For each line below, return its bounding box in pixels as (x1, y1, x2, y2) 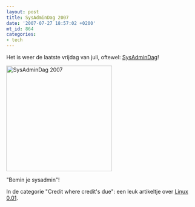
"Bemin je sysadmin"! (6, 176, 60, 183)
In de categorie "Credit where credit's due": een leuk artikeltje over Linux (6, 188, 189, 195)
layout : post (6, 8, 39, 15)
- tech (6, 37, 23, 43)
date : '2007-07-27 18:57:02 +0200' (6, 20, 96, 26)
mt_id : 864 (6, 25, 34, 32)
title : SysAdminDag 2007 (6, 15, 69, 21)
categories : (6, 31, 36, 38)
